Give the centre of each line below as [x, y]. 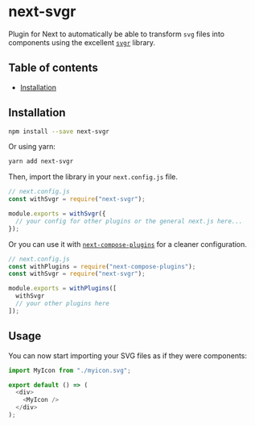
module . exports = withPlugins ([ [62, 289]
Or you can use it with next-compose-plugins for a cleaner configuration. [128, 244]
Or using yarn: [32, 147]
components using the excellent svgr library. [82, 42]
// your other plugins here [63, 304]
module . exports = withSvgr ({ [57, 214]
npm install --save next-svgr [59, 132]
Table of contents [53, 68]
